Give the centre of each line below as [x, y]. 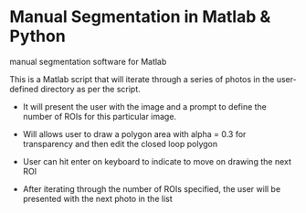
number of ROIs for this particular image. [99, 116]
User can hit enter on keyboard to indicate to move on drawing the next [157, 161]
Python [37, 36]
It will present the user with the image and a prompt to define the [145, 106]
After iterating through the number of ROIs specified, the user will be [152, 188]
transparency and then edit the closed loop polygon [120, 144]
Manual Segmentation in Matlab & [140, 17]
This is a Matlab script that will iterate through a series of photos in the [142, 79]
